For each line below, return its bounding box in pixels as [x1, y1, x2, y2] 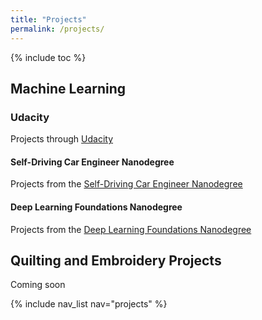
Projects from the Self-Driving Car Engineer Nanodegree [10, 178, 243, 190]
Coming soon [10, 279, 66, 291]
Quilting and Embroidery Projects [10, 252, 222, 269]
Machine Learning [10, 80, 127, 97]
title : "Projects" [10, 14, 87, 25]
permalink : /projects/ [10, 24, 105, 34]
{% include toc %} [10, 51, 87, 63]
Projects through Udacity [10, 133, 114, 145]
